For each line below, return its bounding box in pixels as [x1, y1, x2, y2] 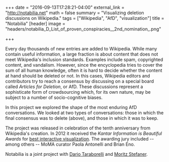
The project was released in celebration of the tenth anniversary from [5, 125, 151, 131]
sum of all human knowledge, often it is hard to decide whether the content [5, 67, 162, 73]
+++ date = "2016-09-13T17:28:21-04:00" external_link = [5, 5, 125, 10]
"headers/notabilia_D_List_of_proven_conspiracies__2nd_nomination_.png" [5, 26, 161, 32]
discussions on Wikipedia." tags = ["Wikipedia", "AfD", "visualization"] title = [5, 15, 164, 21]
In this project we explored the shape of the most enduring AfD [5, 104, 137, 110]
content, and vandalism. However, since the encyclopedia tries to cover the [5, 62, 163, 68]
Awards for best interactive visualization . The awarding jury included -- [5, 136, 154, 142]
